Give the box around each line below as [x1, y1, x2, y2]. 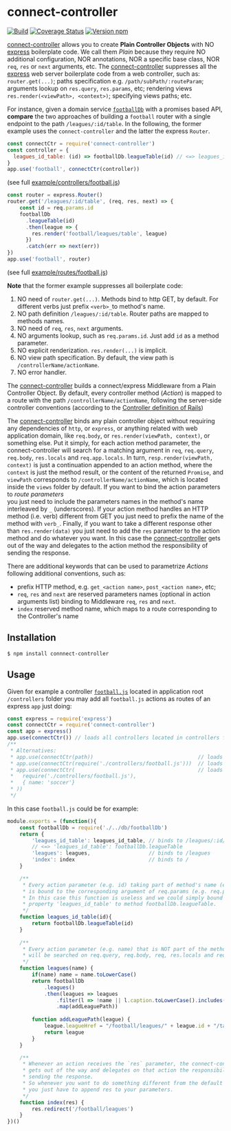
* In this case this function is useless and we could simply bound [22, 894, 223, 901]
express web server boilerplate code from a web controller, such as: [7, 70, 201, 78]
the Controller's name [16, 611, 79, 620]
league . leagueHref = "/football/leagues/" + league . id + [43, 1023, 211, 1030]
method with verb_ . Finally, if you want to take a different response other [7, 519, 212, 527]
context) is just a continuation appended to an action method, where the [7, 460, 213, 469]
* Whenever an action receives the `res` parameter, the [22, 1061, 189, 1068]
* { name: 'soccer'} [10, 780, 76, 786]
